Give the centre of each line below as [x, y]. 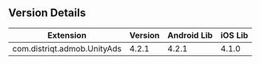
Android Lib [190, 35]
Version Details [47, 13]
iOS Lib [234, 35]
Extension [67, 35]
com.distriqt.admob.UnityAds [67, 48]
